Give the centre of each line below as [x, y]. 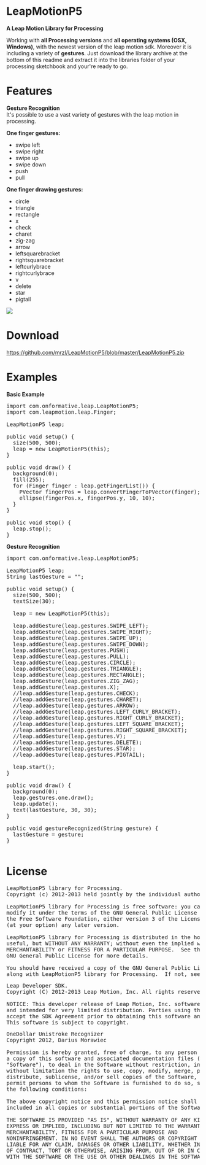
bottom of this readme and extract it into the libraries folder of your [91, 60]
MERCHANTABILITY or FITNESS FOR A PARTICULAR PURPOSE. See [99, 949]
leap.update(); [35, 803]
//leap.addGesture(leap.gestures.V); [69, 736]
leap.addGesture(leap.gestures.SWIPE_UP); [78, 638]
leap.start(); [34, 767]
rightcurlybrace [35, 273]
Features [29, 91]
